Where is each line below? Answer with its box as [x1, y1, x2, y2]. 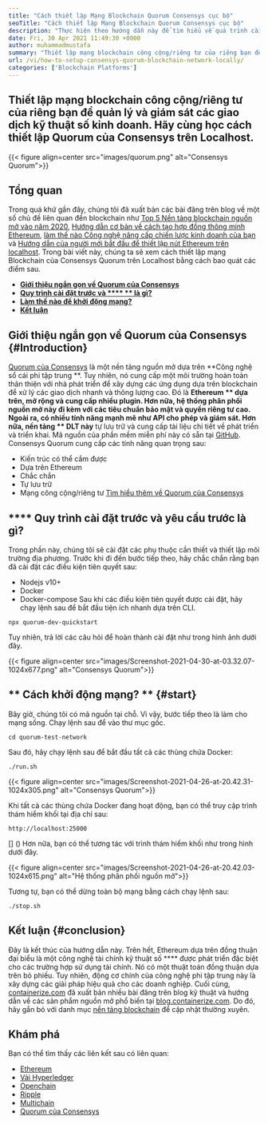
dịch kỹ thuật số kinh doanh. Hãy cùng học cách [8, 118, 252, 132]
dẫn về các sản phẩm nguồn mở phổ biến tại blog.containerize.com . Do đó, [8, 996, 255, 1006]
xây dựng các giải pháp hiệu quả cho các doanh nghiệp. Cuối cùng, [8, 979, 231, 988]
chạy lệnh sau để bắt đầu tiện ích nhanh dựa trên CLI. [19, 603, 196, 612]
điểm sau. [8, 265, 41, 274]
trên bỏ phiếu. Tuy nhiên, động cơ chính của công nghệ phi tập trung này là [8, 971, 256, 980]
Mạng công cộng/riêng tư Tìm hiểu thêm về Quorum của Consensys [19, 488, 244, 498]
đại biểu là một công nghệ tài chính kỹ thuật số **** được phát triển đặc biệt [8, 953, 258, 963]
